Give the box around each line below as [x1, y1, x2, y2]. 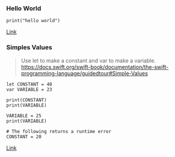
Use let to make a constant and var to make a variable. [20, 57, 156, 64]
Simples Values [6, 43, 52, 52]
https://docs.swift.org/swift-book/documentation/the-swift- [20, 63, 169, 70]
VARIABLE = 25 [6, 113, 42, 119]
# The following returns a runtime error [6, 128, 112, 134]
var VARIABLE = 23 [6, 86, 52, 92]
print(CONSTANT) [6, 97, 47, 103]
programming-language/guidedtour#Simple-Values [20, 70, 149, 77]
